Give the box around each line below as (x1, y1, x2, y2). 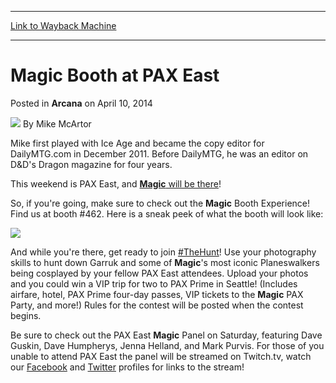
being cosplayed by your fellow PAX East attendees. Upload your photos (10, 267, 309, 279)
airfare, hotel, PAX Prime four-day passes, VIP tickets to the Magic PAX (10, 288, 304, 300)
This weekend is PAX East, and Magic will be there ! (10, 177, 222, 190)
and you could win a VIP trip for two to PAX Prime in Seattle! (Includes (10, 277, 298, 290)
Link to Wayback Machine (10, 20, 117, 31)
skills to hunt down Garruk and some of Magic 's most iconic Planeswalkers (10, 256, 320, 268)
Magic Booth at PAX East (10, 64, 220, 87)
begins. (10, 309, 42, 321)
